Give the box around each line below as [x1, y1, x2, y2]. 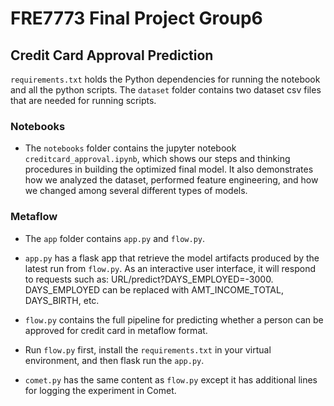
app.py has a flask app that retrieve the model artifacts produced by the [24, 252, 320, 264]
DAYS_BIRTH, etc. [24, 294, 100, 306]
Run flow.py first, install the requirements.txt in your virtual [24, 343, 272, 356]
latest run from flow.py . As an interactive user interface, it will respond [24, 262, 316, 274]
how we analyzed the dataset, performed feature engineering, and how [24, 174, 319, 186]
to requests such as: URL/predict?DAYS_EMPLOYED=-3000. [24, 273, 274, 285]
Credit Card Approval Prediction [10, 47, 214, 64]
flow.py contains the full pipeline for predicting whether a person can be [24, 313, 324, 326]
